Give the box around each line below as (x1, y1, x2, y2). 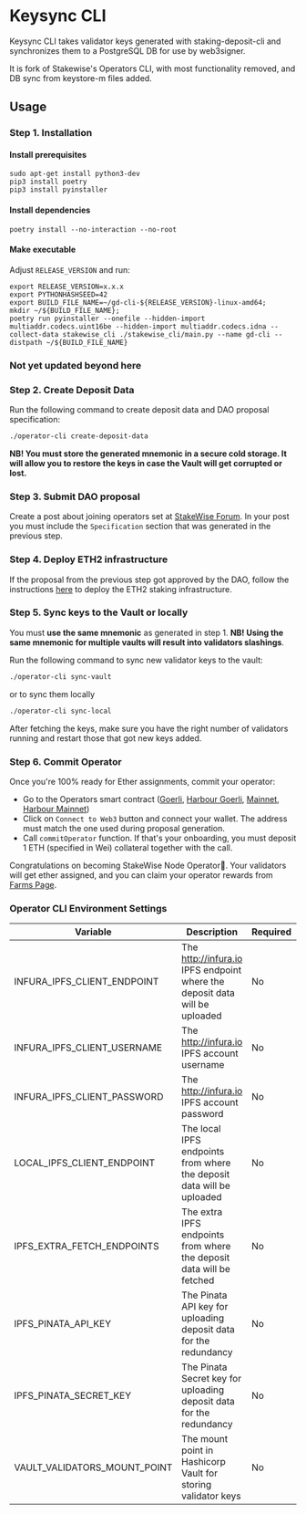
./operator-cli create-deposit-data (9, 432, 148, 441)
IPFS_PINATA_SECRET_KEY (14, 1389, 132, 1402)
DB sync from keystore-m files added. (9, 72, 152, 83)
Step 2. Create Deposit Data (9, 383, 135, 396)
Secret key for (181, 1373, 242, 1385)
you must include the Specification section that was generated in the (9, 521, 271, 532)
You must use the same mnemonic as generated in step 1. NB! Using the (9, 627, 284, 638)
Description (186, 925, 239, 938)
